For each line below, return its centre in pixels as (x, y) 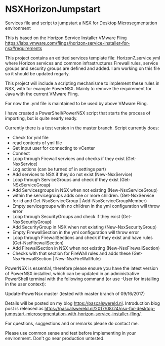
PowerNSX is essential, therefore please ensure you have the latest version (82, 268)
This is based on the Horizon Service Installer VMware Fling (66, 38)
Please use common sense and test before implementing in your (71, 333)
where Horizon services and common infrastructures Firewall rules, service (82, 63)
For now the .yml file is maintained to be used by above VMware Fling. (77, 103)
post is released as (24, 308)
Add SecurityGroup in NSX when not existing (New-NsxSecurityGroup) (84, 227)
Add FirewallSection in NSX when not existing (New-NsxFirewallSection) (86, 248)
